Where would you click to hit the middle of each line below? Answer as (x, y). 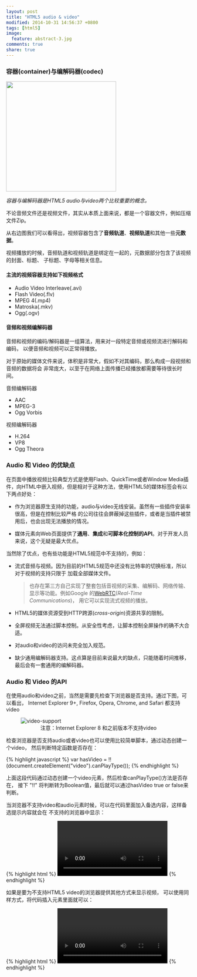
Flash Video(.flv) (34, 294)
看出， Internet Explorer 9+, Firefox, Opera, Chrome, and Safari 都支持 (96, 703)
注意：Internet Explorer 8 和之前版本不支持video (98, 728)
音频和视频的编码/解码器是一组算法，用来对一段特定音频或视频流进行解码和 (97, 341)
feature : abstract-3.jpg (42, 39)
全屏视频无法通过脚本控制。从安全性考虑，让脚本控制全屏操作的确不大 (99, 625)
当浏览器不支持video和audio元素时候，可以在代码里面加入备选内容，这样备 (96, 805)
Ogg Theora (29, 449)
